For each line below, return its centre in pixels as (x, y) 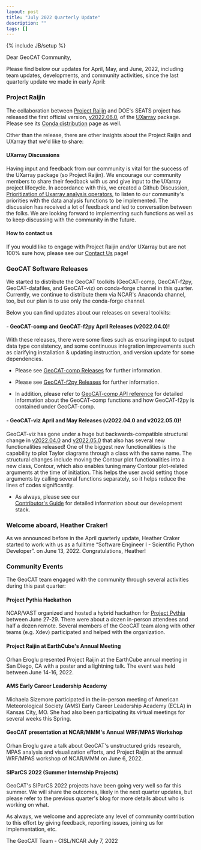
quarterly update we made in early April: (56, 82)
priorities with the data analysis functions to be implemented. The (87, 200)
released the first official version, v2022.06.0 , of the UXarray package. (93, 117)
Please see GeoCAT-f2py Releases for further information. (87, 382)
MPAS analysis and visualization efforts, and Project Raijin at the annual (94, 752)
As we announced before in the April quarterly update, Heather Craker (93, 538)
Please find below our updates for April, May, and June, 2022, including (95, 69)
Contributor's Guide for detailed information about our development (98, 503)
